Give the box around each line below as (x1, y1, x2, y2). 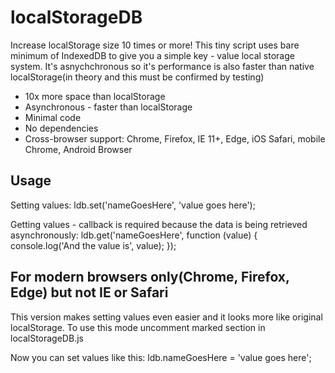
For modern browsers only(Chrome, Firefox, (10, 269, 290, 286)
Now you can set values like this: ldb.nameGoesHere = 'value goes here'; (10, 351, 312, 363)
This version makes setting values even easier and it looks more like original (10, 311, 323, 323)
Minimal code (24, 111, 82, 123)
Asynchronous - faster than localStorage (24, 101, 193, 113)
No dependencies (24, 122, 99, 134)
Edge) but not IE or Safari (10, 284, 169, 301)
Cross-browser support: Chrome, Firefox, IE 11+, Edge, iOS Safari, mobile (24, 132, 326, 145)
